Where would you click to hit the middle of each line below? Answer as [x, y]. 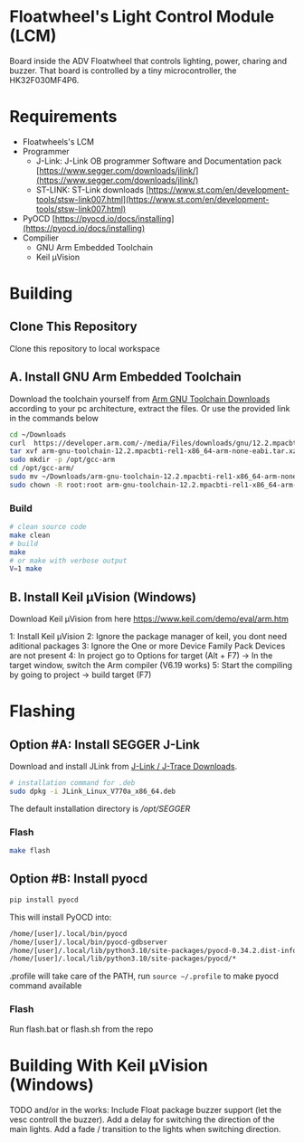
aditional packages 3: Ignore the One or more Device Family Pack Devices [147, 646]
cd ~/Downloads [38, 435]
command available [46, 986]
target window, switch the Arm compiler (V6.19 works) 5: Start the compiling [151, 666]
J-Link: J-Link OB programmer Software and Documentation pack [159, 161]
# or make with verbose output [68, 561]
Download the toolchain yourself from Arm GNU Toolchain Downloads [140, 399]
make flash [30, 851]
